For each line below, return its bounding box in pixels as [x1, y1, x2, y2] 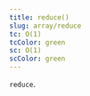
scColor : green [9, 54, 66, 63]
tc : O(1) [9, 29, 42, 38]
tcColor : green [9, 37, 66, 47]
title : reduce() [9, 12, 70, 22]
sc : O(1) [9, 46, 42, 55]
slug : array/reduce [9, 21, 82, 30]
